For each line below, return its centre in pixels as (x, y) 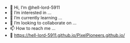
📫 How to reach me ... (32, 28)
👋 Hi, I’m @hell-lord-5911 (35, 7)
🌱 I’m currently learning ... (36, 18)
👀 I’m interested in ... (31, 13)
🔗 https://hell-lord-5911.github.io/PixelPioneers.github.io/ (67, 35)
